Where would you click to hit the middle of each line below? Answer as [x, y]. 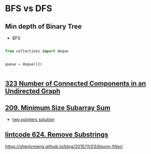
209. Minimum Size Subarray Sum [58, 108]
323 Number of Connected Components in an [75, 84]
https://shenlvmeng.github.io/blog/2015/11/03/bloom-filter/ [64, 146]
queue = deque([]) [24, 64]
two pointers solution [33, 119]
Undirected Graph [33, 91]
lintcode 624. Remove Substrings [57, 135]
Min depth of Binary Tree [43, 26]
